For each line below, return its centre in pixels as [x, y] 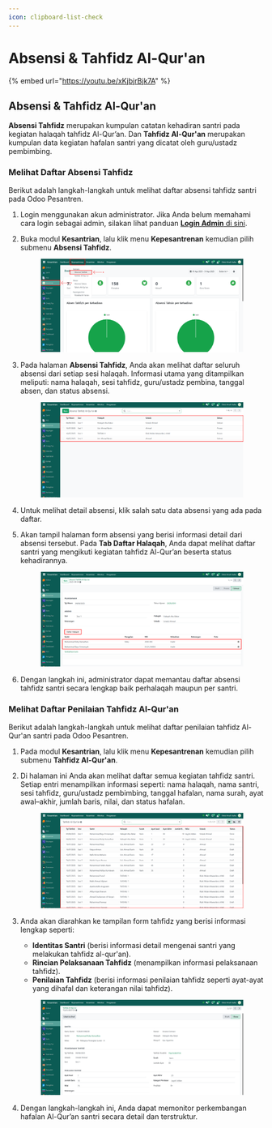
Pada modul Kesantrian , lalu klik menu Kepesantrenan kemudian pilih [137, 751]
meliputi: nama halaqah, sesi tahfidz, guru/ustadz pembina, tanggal [132, 382]
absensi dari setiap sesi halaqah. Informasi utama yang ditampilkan [132, 374]
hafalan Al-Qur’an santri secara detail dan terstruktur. [109, 1116]
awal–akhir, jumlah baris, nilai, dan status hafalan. [102, 801]
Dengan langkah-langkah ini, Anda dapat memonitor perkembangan [133, 1108]
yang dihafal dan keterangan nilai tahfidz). [102, 988]
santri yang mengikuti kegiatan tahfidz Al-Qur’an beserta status [126, 552]
